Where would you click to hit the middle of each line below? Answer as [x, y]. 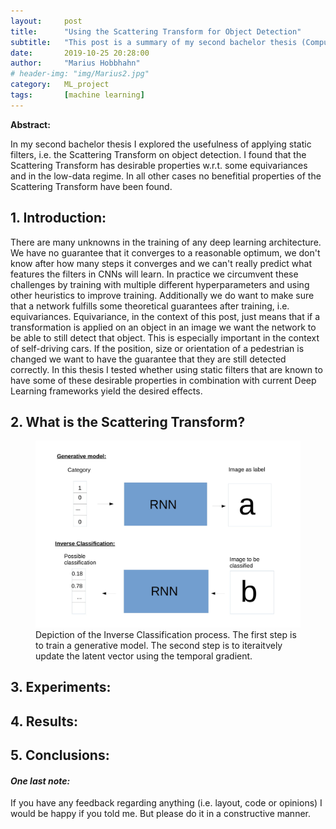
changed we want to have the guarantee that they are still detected [148, 359]
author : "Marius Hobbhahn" [75, 63]
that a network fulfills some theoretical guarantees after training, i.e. [150, 306]
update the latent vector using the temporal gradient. [144, 656]
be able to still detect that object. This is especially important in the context [165, 337]
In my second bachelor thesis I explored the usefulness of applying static [161, 144]
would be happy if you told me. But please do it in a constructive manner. [160, 814]
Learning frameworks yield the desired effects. [106, 391]
